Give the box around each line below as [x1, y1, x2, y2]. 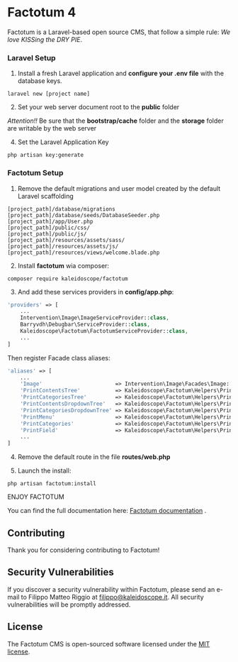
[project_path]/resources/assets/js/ [7, 243, 119, 250]
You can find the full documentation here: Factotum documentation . [7, 507, 207, 515]
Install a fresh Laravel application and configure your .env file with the [17, 69, 225, 78]
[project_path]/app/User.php [7, 218, 93, 225]
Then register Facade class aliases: [7, 353, 110, 362]
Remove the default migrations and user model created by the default [17, 184, 221, 192]
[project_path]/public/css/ [7, 224, 91, 231]
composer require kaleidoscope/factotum [7, 275, 129, 282]
